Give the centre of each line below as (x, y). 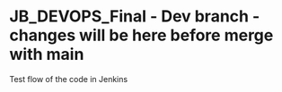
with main (47, 54)
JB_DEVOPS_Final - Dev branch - (135, 17)
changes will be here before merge (141, 35)
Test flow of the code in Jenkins (69, 79)
